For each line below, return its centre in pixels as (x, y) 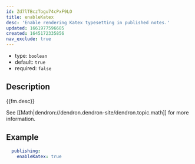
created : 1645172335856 (35, 34)
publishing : (26, 151)
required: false (33, 68)
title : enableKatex (30, 17)
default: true (30, 62)
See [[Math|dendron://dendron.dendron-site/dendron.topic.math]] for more (97, 112)
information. (21, 119)
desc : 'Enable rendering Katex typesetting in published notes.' (88, 22)
